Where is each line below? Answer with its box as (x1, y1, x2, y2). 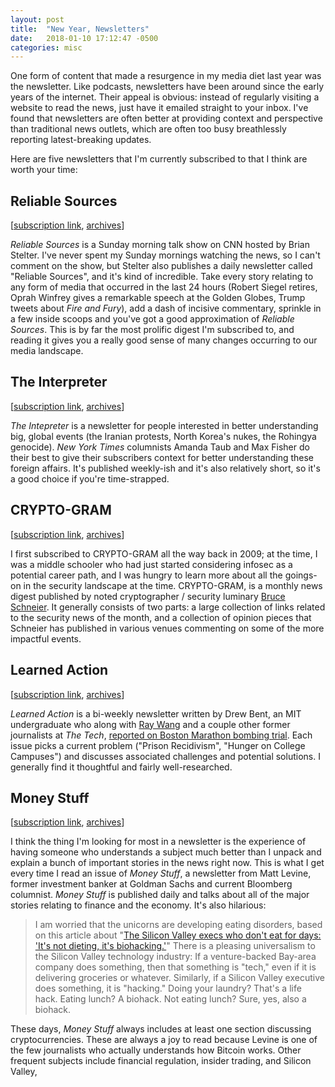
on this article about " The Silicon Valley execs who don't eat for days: (34, 929, 322, 941)
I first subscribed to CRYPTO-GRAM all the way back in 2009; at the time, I (10, 547, 318, 560)
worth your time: (10, 164, 78, 176)
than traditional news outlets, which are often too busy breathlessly (10, 123, 287, 135)
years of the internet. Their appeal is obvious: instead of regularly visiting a (10, 91, 320, 103)
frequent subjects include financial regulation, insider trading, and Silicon (10, 1055, 312, 1067)
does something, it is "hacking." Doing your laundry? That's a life (34, 982, 302, 995)
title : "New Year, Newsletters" (10, 24, 150, 34)
